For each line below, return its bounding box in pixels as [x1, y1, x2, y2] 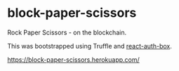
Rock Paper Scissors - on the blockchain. [7, 28, 127, 37]
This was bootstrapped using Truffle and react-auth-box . [7, 41, 172, 50]
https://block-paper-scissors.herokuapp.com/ [7, 55, 140, 64]
